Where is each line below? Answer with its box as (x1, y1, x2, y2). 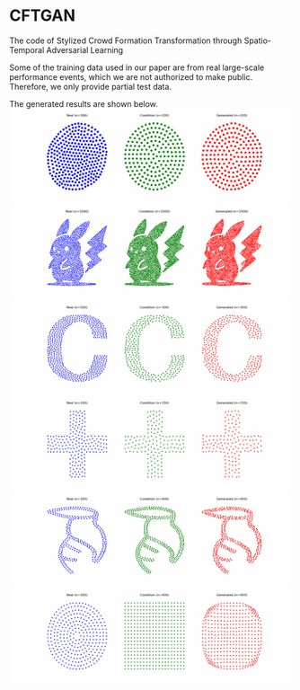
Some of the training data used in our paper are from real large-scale (9, 62, 265, 73)
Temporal (9, 44, 45, 55)
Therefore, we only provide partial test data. (9, 81, 172, 92)
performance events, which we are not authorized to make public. (9, 71, 253, 82)
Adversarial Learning (46, 44, 124, 55)
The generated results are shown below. (9, 98, 159, 109)
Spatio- (243, 35, 272, 46)
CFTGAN (9, 5, 76, 26)
